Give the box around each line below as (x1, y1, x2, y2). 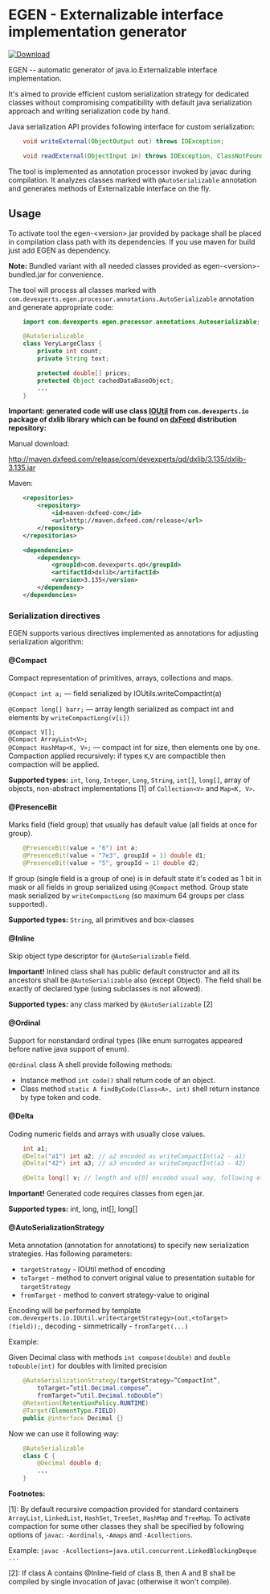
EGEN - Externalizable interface (8, 6, 223, 24)
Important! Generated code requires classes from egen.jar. (8, 1188, 205, 1198)
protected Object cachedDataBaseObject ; (37, 377, 174, 385)
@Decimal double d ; (37, 1459, 103, 1468)
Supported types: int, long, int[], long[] (8, 1205, 138, 1214)
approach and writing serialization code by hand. (8, 106, 170, 116)
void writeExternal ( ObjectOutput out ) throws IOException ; (22, 137, 225, 146)
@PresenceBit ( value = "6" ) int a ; (22, 844, 138, 852)
